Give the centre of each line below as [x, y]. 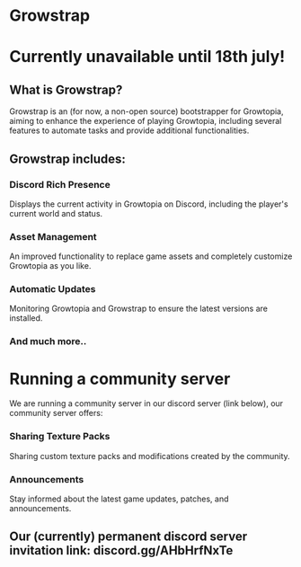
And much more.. [48, 341]
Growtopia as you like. [50, 266]
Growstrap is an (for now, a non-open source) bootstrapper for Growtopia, [147, 111]
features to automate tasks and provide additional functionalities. [129, 130]
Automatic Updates [53, 289]
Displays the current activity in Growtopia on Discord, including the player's [149, 204]
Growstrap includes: [67, 159]
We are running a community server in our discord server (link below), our [146, 403]
